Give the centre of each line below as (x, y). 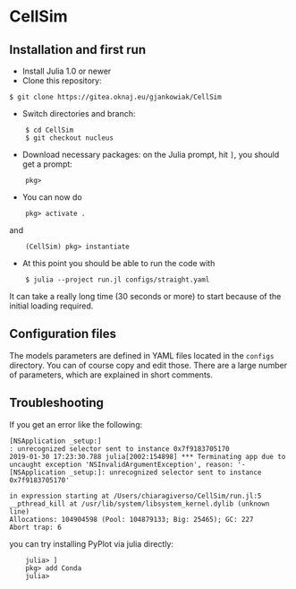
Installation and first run (77, 50)
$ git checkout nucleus (70, 138)
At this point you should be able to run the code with (118, 263)
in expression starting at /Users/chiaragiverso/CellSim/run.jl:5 (135, 496)
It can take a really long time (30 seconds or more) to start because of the (145, 296)
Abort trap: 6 (36, 527)
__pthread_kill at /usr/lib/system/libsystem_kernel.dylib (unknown (140, 504)
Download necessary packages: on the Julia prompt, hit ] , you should (151, 155)
